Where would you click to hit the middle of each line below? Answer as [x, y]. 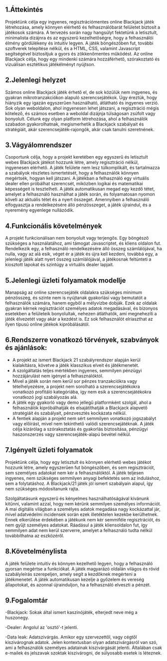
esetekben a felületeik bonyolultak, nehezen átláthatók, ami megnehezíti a [81, 314]
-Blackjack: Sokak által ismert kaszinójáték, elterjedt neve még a [72, 612]
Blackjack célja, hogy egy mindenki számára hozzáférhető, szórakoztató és [83, 59]
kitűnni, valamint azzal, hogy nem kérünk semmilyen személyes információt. [83, 503]
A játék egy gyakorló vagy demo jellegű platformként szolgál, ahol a [82, 402]
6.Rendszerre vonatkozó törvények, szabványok [82, 340]
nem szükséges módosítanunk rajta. [42, 488]
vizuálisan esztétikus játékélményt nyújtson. [50, 64]
